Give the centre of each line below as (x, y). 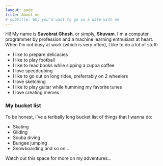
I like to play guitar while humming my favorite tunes (67, 87)
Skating (21, 127)
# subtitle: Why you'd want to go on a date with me (62, 19)
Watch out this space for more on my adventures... (59, 158)
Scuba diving (26, 137)
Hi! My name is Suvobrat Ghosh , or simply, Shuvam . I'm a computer (77, 34)
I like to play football (34, 60)
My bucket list (23, 106)
